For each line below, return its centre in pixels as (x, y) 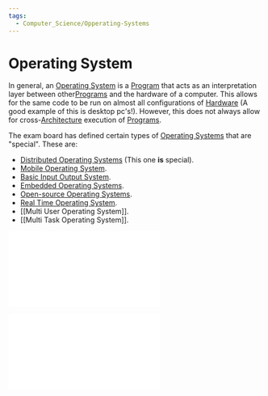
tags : (17, 16)
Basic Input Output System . (65, 177)
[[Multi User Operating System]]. (74, 212)
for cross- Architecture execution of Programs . (85, 120)
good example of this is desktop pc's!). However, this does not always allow (134, 112)
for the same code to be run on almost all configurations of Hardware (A (128, 103)
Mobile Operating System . (63, 169)
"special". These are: (43, 144)
